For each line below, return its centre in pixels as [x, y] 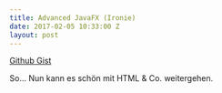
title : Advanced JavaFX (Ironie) [73, 18]
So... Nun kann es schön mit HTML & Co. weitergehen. [111, 78]
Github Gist [30, 61]
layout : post [34, 35]
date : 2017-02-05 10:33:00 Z [65, 26]
